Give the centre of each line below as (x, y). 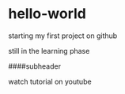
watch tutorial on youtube (50, 81)
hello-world (47, 14)
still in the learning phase (49, 51)
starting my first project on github (63, 36)
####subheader (35, 66)
